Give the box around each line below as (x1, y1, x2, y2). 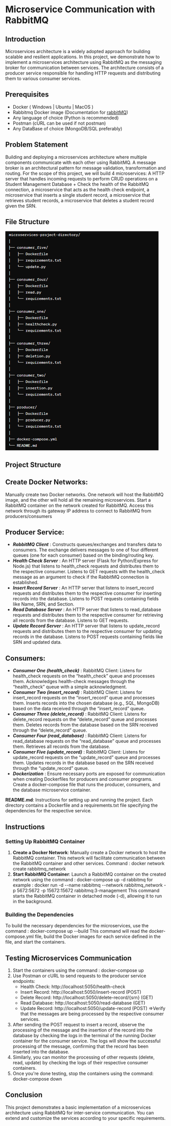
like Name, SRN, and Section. (12, 601, 75, 607)
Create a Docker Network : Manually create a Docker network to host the (12, 849, 166, 855)
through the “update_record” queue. (12, 765, 89, 771)
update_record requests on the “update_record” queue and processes (12, 755, 161, 761)
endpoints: (12, 978, 36, 984)
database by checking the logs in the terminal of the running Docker (12, 1033, 156, 1039)
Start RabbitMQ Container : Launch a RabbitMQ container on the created (12, 871, 166, 877)
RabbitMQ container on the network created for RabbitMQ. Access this (5, 502, 154, 508)
